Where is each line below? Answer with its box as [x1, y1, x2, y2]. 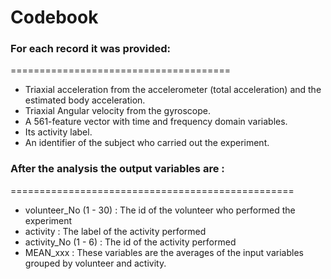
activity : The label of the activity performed [24, 225, 207, 237]
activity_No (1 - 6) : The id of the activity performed [24, 236, 237, 248]
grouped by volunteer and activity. [24, 257, 167, 269]
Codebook [10, 6, 99, 29]
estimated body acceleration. [24, 94, 146, 106]
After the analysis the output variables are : [10, 162, 225, 176]
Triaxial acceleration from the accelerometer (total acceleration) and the [24, 84, 322, 96]
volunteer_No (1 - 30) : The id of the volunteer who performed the [24, 204, 296, 216]
